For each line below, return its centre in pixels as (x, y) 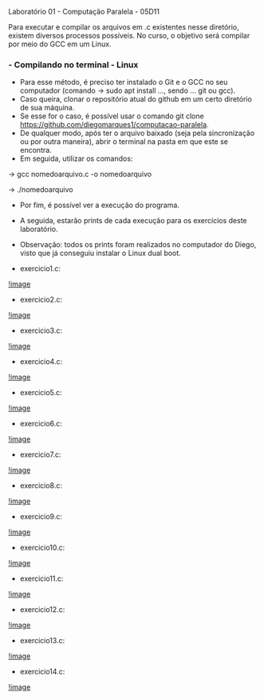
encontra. (35, 150)
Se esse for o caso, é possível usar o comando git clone (112, 116)
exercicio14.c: (42, 672)
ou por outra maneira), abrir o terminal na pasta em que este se (124, 142)
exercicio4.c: (41, 362)
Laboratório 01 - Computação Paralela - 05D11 (84, 12)
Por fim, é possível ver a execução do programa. (99, 205)
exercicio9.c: (41, 517)
